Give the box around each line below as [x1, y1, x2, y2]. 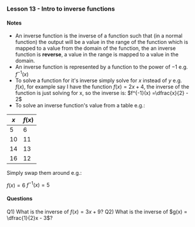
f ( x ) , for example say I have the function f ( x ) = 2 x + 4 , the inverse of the [15, 83, 190, 90]
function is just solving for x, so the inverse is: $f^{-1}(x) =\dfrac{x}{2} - [15, 89, 189, 96]
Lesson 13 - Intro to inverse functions [6, 5, 115, 13]
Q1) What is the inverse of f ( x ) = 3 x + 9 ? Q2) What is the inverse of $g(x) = [6, 208, 187, 215]
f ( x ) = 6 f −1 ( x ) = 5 [6, 181, 50, 189]
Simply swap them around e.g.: [6, 169, 82, 176]
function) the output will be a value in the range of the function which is [15, 39, 189, 46]
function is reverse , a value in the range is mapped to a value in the [15, 51, 179, 58]
